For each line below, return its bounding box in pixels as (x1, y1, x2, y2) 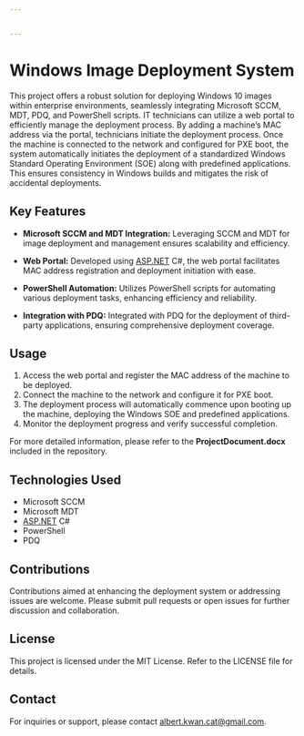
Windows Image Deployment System (9, 60, 295, 80)
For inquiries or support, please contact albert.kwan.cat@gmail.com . (9, 716, 267, 727)
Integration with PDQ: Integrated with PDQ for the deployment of (22, 310, 268, 321)
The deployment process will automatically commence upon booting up (22, 399, 292, 410)
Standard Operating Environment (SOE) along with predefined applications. (9, 158, 291, 169)
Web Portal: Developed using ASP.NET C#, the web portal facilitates (22, 255, 280, 266)
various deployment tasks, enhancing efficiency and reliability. (22, 292, 258, 303)
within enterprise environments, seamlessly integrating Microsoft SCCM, (9, 99, 282, 110)
